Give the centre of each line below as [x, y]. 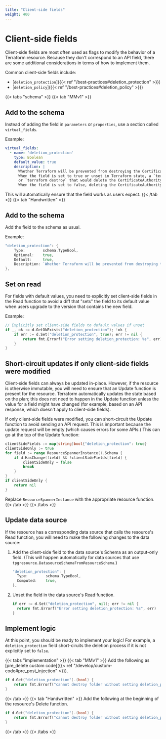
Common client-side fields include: [41, 73]
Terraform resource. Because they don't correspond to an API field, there [80, 58]
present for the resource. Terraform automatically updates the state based [81, 394]
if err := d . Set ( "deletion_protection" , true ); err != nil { [78, 334]
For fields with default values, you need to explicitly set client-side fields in [81, 296]
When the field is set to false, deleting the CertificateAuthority [90, 185]
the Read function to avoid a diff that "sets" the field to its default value [77, 301]
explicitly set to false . [27, 651]
